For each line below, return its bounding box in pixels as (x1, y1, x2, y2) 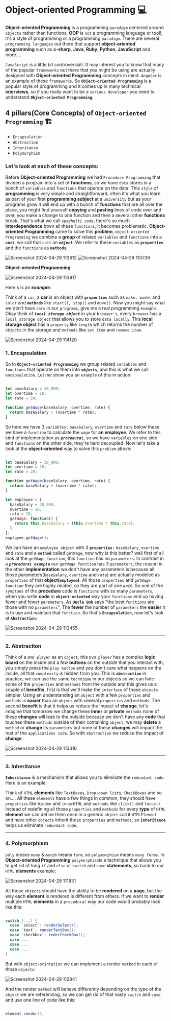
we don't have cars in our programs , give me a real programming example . (5, 305, 158, 312)
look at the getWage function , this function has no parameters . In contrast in (5, 555, 164, 561)
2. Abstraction (5, 642, 42, 649)
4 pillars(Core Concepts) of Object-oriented (5, 109, 147, 117)
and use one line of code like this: (5, 996, 76, 1003)
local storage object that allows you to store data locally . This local (5, 316, 153, 322)
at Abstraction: (5, 615, 38, 621)
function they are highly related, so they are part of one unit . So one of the (5, 582, 163, 588)
